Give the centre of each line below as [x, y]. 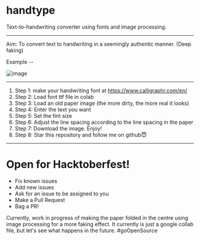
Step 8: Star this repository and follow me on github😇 [81, 135]
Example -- [20, 62]
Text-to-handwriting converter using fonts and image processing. [86, 27]
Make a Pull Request [40, 200]
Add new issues [35, 187]
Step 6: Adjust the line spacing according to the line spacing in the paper [104, 122]
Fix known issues [36, 181]
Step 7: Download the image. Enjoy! [58, 128]
